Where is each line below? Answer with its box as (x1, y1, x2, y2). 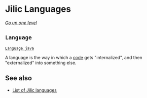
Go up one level (5, 20, 37, 26)
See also (5, 74, 32, 82)
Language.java (5, 46, 35, 51)
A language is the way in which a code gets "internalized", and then (5, 54, 143, 60)
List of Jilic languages (12, 87, 57, 93)
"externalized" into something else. (5, 60, 76, 65)
